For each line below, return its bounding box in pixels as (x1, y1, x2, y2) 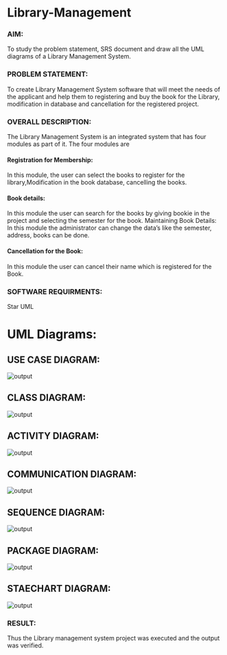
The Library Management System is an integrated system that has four (7, 133, 207, 141)
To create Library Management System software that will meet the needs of (7, 85, 221, 94)
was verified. (7, 641, 44, 649)
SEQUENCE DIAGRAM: (7, 506, 105, 518)
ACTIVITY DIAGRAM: (7, 430, 99, 442)
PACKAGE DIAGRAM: (7, 545, 99, 557)
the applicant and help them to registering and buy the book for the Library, (7, 92, 220, 100)
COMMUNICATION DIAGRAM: (7, 469, 137, 480)
